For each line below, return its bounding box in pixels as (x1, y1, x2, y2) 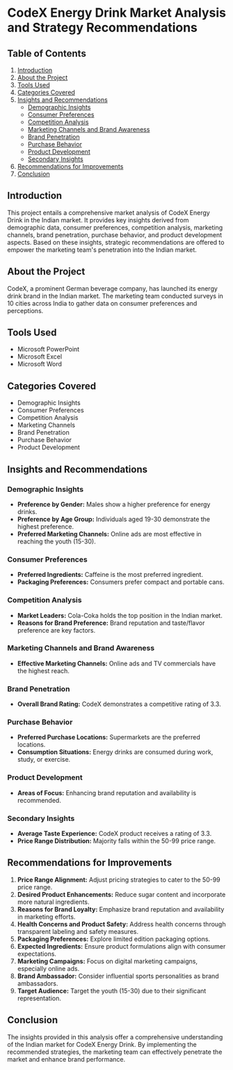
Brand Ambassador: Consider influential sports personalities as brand (17, 972, 219, 980)
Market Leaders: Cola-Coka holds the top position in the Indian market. (17, 611, 223, 619)
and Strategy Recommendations (7, 20, 198, 36)
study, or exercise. (17, 755, 71, 764)
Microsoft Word (17, 360, 63, 368)
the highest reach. (17, 666, 70, 675)
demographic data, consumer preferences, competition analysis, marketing (7, 223, 223, 232)
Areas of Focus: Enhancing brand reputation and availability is (17, 788, 197, 797)
